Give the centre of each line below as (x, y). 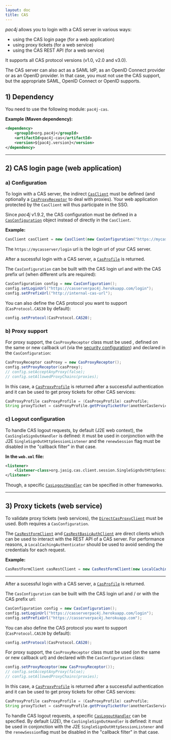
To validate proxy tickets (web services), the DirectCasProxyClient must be (84, 518)
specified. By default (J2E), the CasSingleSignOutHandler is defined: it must (84, 721)
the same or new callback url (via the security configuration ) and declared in (85, 348)
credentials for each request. (36, 550)
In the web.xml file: (25, 456)
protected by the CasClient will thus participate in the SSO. (67, 205)
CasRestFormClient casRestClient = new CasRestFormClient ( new (73, 569)
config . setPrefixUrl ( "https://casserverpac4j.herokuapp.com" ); (74, 618)
